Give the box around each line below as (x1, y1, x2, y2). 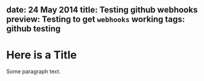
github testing (6, 24, 61, 34)
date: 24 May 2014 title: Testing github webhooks (6, 5, 198, 15)
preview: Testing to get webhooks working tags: (6, 15, 185, 25)
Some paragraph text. (6, 68, 61, 75)
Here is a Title (6, 48, 77, 62)
